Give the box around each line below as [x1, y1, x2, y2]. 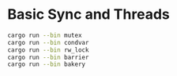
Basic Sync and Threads [7, 5, 171, 24]
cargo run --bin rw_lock [7, 45, 89, 54]
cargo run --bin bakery [7, 60, 86, 68]
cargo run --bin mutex [7, 31, 82, 39]
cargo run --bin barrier [7, 53, 89, 61]
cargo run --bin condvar [7, 38, 89, 46]
